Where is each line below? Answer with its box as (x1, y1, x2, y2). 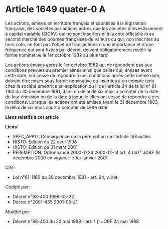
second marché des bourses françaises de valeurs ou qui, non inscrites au (5, 36, 159, 42)
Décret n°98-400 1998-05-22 (12, 193, 74, 199)
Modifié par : (5, 208, 31, 214)
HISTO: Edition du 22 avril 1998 (12, 139, 77, 145)
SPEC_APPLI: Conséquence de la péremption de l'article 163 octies (12, 133, 151, 139)
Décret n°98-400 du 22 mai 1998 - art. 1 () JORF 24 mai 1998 (12, 218, 139, 224)
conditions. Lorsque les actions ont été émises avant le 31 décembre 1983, (5, 99, 159, 105)
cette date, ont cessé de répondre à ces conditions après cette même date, (5, 72, 161, 78)
